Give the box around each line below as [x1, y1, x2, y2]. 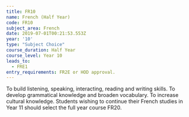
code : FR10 [6, 19, 33, 25]
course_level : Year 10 [6, 53, 62, 58]
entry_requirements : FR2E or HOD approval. [6, 69, 116, 75]
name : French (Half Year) [6, 14, 70, 20]
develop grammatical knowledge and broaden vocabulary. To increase [6, 92, 179, 99]
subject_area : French [6, 25, 60, 31]
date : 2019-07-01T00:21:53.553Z [6, 31, 86, 37]
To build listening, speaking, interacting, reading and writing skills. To [6, 85, 175, 92]
